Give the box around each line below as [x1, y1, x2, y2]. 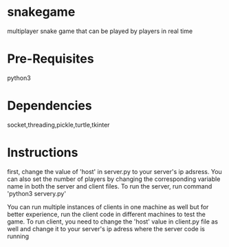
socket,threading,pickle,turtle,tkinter [7, 120, 110, 129]
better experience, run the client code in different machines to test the [7, 210, 206, 218]
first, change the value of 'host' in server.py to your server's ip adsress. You [7, 167, 222, 175]
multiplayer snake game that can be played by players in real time [7, 27, 193, 35]
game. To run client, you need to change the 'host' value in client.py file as [7, 217, 219, 226]
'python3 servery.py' [7, 189, 67, 197]
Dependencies [7, 98, 92, 114]
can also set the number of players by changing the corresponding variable [7, 175, 221, 183]
